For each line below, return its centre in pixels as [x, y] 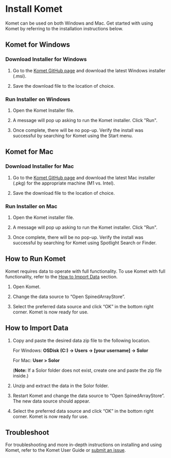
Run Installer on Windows [38, 99]
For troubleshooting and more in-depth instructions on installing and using [84, 445]
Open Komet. [27, 286]
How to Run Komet [35, 259]
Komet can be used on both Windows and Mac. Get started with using [79, 23]
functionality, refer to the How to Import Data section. [61, 276]
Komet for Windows [38, 45]
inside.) [21, 375]
